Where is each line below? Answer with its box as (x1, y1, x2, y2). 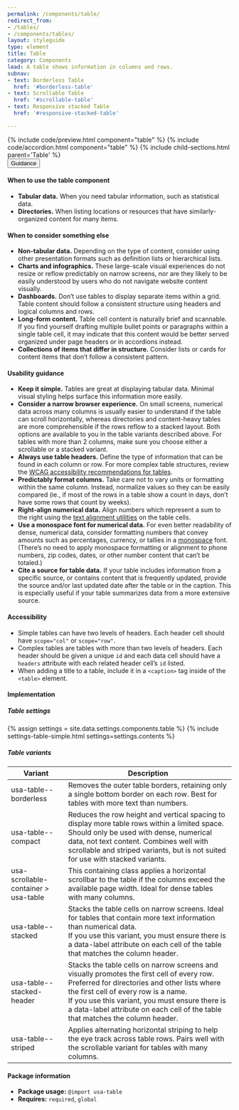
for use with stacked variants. (68, 855, 167, 865)
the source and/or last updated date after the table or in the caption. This (17, 581, 232, 590)
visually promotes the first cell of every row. (68, 969, 215, 979)
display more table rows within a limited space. (68, 819, 224, 829)
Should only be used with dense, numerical (68, 828, 212, 837)
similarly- (188, 207, 217, 216)
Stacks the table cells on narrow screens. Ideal (68, 904, 224, 914)
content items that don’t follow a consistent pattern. (17, 353, 169, 361)
